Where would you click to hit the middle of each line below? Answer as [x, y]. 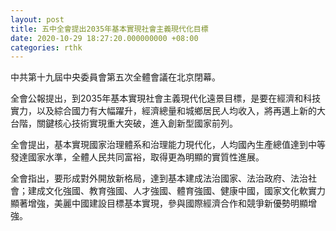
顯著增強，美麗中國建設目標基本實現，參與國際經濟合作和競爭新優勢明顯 [159, 203]
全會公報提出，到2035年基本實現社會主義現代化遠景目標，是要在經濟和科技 [166, 98]
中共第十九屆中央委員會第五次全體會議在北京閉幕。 [115, 77]
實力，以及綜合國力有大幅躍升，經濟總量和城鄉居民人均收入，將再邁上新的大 [168, 111]
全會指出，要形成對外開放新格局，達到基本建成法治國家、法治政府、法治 [159, 178]
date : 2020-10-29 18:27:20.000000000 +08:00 [104, 38]
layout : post [37, 19]
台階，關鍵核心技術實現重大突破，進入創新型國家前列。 [124, 123]
